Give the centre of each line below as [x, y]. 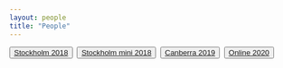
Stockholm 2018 [41, 52]
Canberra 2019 [190, 52]
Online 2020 [249, 52]
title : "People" [40, 26]
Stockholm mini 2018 [116, 52]
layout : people [38, 17]
